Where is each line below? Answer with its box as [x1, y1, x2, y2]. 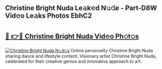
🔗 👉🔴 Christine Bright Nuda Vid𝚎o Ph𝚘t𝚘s [5, 32, 139, 40]
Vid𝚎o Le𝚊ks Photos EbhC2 [5, 12, 92, 20]
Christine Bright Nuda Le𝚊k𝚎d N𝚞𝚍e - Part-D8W [5, 4, 157, 12]
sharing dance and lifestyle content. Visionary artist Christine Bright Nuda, [5, 53, 157, 59]
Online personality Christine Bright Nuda [70, 48, 153, 53]
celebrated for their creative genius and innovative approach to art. [5, 59, 142, 64]
